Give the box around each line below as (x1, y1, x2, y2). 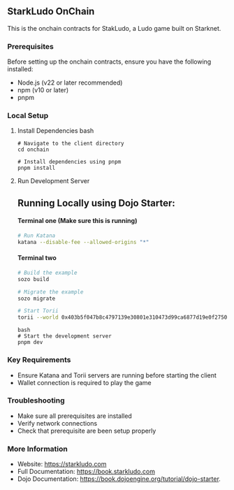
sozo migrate (17, 295, 56, 302)
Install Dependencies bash (17, 127, 94, 135)
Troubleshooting (7, 396, 65, 405)
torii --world (17, 314, 59, 321)
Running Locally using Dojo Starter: (17, 197, 176, 209)
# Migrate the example (17, 288, 84, 296)
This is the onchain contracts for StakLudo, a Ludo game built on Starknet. (7, 24, 221, 32)
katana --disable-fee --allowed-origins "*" (17, 238, 149, 245)
